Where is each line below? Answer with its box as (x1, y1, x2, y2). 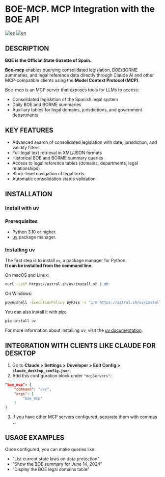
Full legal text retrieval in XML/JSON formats (12, 150, 102, 156)
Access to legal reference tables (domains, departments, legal (12, 160, 138, 166)
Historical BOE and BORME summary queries (12, 155, 104, 160)
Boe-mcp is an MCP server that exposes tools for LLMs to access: (5, 87, 139, 93)
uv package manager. (12, 234, 56, 240)
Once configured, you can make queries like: (5, 446, 96, 452)
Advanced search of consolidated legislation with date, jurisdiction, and (12, 139, 157, 145)
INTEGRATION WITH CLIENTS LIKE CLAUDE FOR (5, 342, 156, 350)
